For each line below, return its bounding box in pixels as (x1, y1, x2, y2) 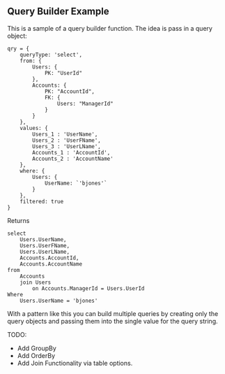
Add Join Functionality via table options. (17, 359, 133, 367)
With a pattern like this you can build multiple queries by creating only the (7, 309, 219, 317)
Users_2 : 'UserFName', (32, 136, 101, 144)
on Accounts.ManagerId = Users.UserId (32, 285, 145, 292)
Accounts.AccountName (20, 260, 82, 268)
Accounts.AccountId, (20, 254, 79, 261)
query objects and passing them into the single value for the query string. (7, 317, 218, 325)
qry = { (7, 45, 30, 52)
